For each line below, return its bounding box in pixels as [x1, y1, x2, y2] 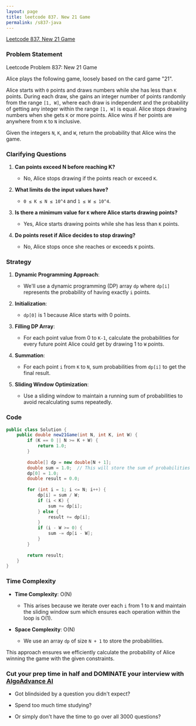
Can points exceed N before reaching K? [14, 163, 116, 170]
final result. [23, 370, 51, 377]
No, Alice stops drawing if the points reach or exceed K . [23, 175, 158, 182]
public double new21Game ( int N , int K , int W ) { [16, 432, 138, 438]
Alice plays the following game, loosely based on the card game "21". [6, 75, 173, 82]
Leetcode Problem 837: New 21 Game [6, 63, 97, 71]
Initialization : [14, 300, 48, 307]
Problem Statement [6, 51, 63, 59]
